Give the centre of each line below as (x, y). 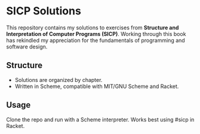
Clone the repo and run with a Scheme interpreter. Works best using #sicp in (100, 119)
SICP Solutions (44, 11)
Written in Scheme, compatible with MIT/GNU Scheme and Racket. (97, 86)
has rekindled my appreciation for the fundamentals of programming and (96, 40)
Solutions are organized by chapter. (59, 80)
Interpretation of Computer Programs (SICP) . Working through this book (96, 33)
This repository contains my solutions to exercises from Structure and (93, 28)
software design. (27, 47)
